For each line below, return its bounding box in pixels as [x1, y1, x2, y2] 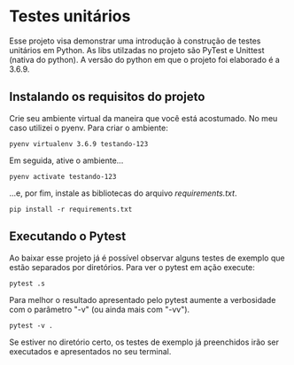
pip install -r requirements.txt [9, 205, 133, 214]
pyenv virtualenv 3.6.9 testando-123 [9, 139, 149, 148]
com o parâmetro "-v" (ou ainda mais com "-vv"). [9, 304, 190, 315]
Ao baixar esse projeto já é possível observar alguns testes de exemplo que [9, 252, 285, 263]
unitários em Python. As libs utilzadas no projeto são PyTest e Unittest [9, 44, 265, 55]
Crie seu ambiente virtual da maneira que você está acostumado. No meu [9, 113, 278, 123]
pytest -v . [9, 321, 53, 330]
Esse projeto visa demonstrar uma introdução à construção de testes [9, 35, 261, 46]
